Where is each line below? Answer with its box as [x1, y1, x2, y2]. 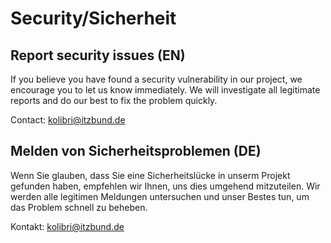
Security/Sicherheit [10, 7, 177, 30]
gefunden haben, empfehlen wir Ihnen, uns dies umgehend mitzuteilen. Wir [10, 180, 321, 192]
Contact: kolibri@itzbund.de [10, 114, 126, 126]
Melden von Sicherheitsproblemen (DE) [10, 143, 262, 160]
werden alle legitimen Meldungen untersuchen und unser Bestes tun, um [10, 190, 310, 202]
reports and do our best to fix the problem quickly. [10, 95, 218, 106]
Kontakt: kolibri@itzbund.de [10, 220, 125, 232]
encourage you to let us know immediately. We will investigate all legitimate [10, 84, 321, 96]
